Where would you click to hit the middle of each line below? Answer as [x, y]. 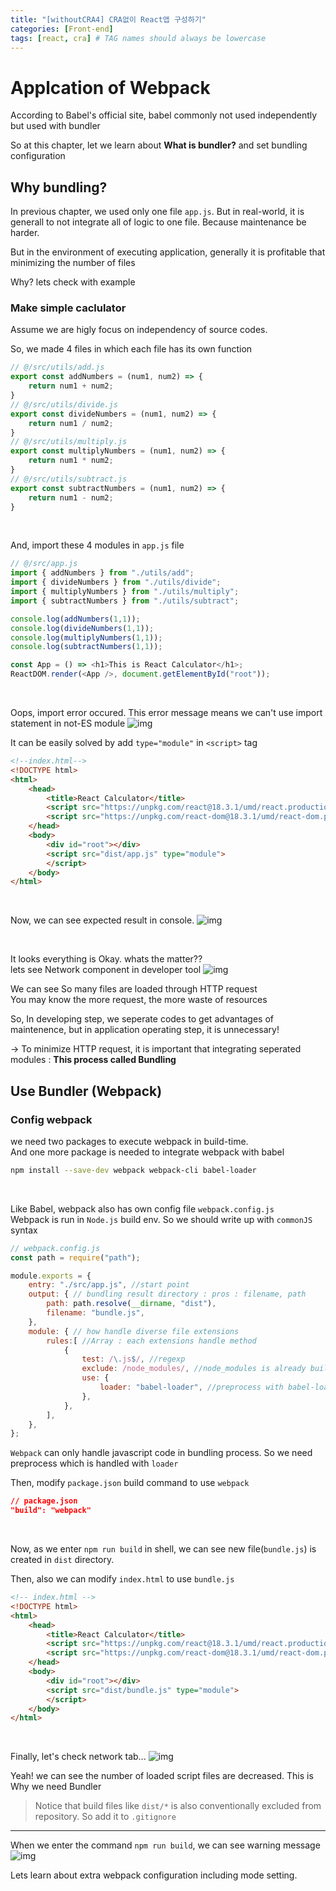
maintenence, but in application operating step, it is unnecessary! [145, 1030]
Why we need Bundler [56, 1787]
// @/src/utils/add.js [57, 367]
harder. [25, 233]
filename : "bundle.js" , [95, 1313]
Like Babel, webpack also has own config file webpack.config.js [142, 1208]
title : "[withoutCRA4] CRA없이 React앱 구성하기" [108, 19]
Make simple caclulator [68, 308]
